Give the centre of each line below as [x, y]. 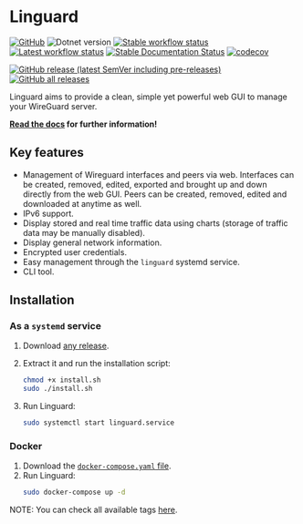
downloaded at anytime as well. [82, 203]
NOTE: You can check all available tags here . [94, 510]
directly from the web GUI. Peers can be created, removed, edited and [155, 194]
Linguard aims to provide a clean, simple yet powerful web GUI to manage [148, 97]
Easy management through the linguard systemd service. [131, 262]
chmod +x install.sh [62, 380]
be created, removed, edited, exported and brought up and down [145, 184]
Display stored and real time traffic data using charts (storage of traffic [156, 223]
